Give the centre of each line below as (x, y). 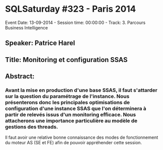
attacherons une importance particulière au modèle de (71, 121)
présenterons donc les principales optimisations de (68, 103)
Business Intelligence (26, 27)
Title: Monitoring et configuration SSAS (66, 60)
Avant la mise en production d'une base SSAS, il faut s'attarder (81, 90)
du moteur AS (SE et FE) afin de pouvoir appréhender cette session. (73, 143)
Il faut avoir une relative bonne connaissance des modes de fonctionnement (81, 137)
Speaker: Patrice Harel (40, 43)
